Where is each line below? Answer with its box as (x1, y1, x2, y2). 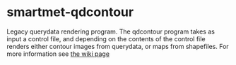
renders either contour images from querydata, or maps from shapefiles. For (6, 42, 229, 50)
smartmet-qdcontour (6, 4, 134, 20)
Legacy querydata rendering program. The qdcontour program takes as (6, 27, 215, 36)
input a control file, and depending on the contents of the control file (6, 34, 206, 43)
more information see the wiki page (6, 50, 110, 58)
